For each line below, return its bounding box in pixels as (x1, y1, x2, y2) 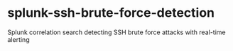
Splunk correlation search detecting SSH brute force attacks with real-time (7, 28, 226, 36)
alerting (7, 35, 30, 43)
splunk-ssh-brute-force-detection (7, 5, 215, 21)
